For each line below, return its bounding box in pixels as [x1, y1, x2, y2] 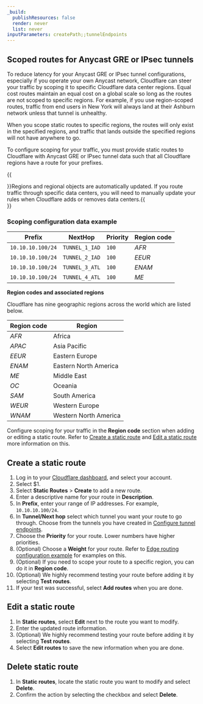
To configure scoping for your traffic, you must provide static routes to [7, 146, 184, 153]
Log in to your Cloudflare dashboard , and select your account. [15, 474, 173, 481]
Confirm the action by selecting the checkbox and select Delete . [15, 691, 178, 698]
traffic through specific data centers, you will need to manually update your [7, 189, 196, 196]
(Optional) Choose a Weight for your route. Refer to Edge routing [15, 545, 179, 553]
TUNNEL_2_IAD [62, 254, 101, 261]
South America [53, 391, 96, 400]
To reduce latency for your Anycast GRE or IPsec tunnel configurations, [7, 70, 186, 78]
